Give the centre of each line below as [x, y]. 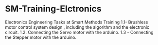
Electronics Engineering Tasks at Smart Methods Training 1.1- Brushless [77, 22]
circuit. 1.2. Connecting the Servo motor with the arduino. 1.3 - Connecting [79, 32]
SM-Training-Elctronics [53, 9]
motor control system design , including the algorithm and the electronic [77, 27]
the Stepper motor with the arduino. [41, 37]
